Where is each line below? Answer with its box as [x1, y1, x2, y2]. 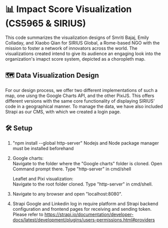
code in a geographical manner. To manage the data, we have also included [5, 103, 163, 109]
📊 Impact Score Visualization [5, 4, 132, 15]
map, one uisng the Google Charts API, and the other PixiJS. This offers [5, 93, 154, 99]
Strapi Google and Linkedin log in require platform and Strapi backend [12, 200, 158, 207]
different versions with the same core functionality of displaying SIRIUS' [5, 98, 155, 104]
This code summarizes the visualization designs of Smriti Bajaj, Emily [5, 34, 149, 40]
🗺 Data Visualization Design [5, 71, 99, 80]
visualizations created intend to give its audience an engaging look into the [5, 51, 161, 57]
